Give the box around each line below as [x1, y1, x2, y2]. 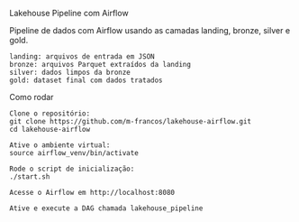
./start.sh [9, 172, 50, 181]
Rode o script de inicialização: [9, 164, 135, 173]
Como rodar [9, 92, 54, 102]
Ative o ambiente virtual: [9, 141, 111, 150]
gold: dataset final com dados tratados [9, 76, 164, 85]
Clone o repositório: [9, 109, 91, 118]
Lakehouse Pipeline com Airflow [9, 8, 129, 18]
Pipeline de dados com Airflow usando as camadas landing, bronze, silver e [9, 25, 291, 35]
